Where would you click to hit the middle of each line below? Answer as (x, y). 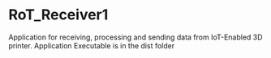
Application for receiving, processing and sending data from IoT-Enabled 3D (135, 37)
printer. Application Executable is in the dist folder (92, 45)
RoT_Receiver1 (58, 15)
